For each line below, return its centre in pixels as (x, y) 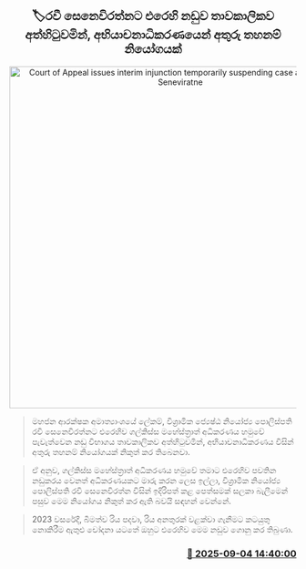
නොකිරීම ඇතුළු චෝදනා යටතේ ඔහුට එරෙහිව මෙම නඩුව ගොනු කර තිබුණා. (162, 529)
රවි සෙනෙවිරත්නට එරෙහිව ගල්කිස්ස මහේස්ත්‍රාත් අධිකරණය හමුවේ (148, 431)
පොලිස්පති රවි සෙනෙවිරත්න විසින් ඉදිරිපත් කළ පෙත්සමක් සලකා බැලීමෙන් (160, 491)
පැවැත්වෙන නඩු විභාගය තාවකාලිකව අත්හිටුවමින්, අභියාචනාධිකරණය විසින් (163, 441)
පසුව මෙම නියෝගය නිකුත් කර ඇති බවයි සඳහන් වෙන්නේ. (132, 501)
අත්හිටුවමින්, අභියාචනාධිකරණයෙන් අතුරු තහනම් (153, 35)
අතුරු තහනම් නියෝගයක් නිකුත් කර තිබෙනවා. (111, 451)
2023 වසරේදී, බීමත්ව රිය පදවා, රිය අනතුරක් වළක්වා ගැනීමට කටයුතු (151, 519)
